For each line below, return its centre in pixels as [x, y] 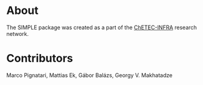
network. [18, 33]
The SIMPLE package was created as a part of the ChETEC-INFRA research [102, 27]
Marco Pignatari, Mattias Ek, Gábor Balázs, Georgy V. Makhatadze [90, 75]
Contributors [40, 59]
